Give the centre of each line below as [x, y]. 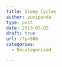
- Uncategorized [31, 50]
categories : [21, 45]
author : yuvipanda [29, 17]
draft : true [21, 33]
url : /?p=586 [22, 39]
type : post [19, 22]
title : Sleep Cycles [32, 11]
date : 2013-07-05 [27, 28]
